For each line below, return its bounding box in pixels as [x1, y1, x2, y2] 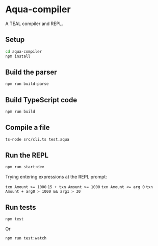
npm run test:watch [5, 235, 47, 241]
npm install [5, 54, 31, 59]
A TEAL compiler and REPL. [5, 20, 63, 27]
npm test [5, 216, 24, 222]
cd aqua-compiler [5, 49, 42, 54]
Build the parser [5, 68, 57, 76]
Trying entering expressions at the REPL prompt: [5, 174, 107, 180]
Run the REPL [5, 151, 49, 160]
